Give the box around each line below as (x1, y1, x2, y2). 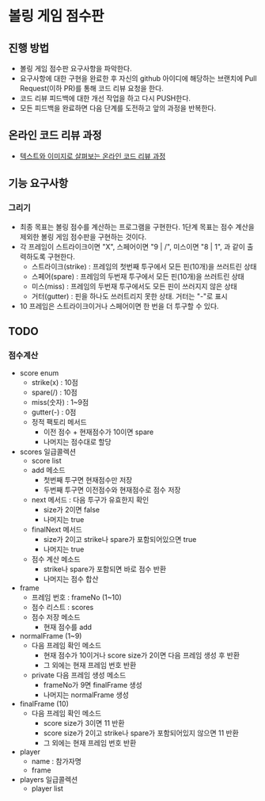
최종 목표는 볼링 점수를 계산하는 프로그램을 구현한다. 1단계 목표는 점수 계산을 (19, 222, 255, 231)
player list (31, 784, 63, 793)
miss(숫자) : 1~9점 (31, 398, 89, 407)
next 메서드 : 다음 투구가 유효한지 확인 (31, 495, 150, 505)
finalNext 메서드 (31, 524, 83, 535)
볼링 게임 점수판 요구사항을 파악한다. (19, 64, 132, 73)
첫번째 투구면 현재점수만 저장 (43, 475, 133, 485)
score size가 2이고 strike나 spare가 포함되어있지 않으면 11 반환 (43, 728, 239, 738)
